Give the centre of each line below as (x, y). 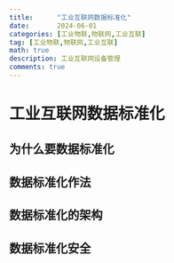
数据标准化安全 (50, 248)
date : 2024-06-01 (53, 26)
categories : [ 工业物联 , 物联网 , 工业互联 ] (78, 34)
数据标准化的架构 (56, 215)
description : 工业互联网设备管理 (65, 59)
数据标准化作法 (50, 182)
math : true (29, 51)
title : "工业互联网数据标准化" (70, 17)
